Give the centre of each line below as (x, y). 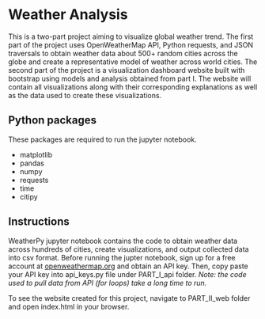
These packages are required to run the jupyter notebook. (103, 139)
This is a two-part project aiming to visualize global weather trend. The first (131, 36)
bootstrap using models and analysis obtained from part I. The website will (130, 78)
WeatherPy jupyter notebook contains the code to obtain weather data (123, 241)
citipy (28, 196)
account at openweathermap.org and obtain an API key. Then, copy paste (129, 266)
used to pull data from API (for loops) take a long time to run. (108, 283)
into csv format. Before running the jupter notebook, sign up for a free (122, 257)
